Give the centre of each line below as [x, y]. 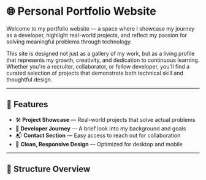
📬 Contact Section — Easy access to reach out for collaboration [98, 135]
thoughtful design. [29, 79]
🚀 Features [27, 104]
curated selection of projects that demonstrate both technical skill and [95, 73]
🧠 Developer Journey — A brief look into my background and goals [101, 128]
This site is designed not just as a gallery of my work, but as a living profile [101, 53]
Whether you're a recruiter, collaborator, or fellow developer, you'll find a [98, 66]
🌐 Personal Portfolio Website [81, 11]
